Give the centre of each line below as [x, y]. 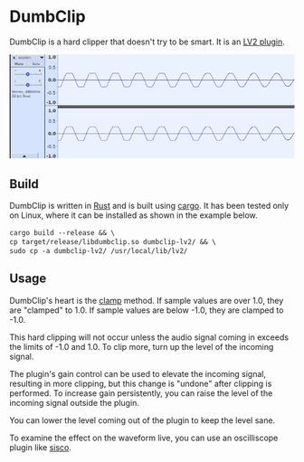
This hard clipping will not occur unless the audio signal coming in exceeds [149, 337]
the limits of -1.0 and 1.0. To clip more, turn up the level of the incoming [142, 346]
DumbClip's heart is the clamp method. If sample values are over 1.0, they [147, 300]
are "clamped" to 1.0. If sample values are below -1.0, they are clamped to [147, 310]
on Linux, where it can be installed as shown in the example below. [133, 215]
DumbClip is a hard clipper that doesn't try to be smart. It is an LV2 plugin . [147, 42]
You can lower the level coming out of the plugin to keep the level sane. [142, 420]
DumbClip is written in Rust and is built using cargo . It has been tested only [149, 206]
